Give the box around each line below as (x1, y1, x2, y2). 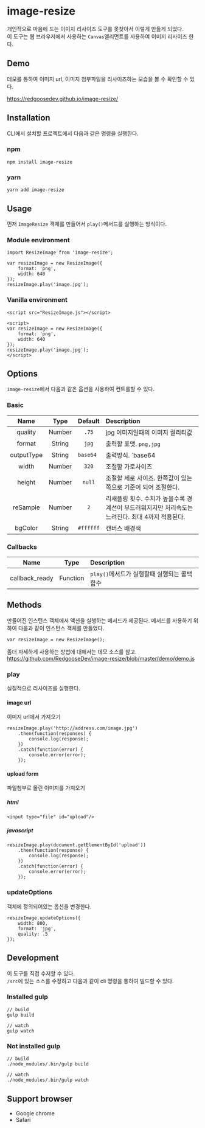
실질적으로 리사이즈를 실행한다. (7, 684, 81, 692)
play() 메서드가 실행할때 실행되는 (89, 569, 180, 578)
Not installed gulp (7, 1042, 60, 1050)
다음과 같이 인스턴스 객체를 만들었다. (18, 624, 105, 632)
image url (7, 698, 32, 706)
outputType (10, 450, 43, 459)
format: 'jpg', (18, 925, 57, 931)
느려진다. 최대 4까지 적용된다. (105, 512, 186, 521)
